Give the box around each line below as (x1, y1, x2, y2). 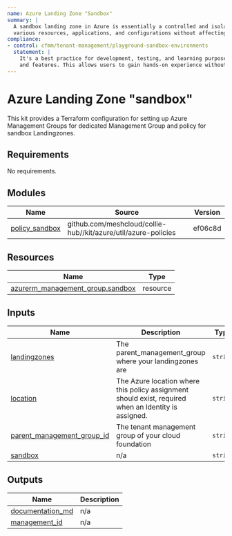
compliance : (7, 36, 41, 43)
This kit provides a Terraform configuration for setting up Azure (7, 114, 188, 122)
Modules (7, 187, 46, 199)
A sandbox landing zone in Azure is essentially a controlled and (13, 23, 209, 30)
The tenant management (116, 422, 196, 432)
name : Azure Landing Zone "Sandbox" (7, 10, 113, 17)
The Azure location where (116, 376, 200, 385)
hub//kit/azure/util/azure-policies (67, 228, 176, 238)
